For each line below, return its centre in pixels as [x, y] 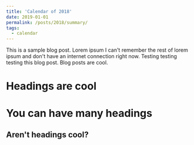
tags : [13, 28]
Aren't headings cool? [48, 135]
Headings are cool [51, 86]
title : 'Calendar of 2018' [39, 11]
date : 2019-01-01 [27, 17]
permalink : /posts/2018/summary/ [47, 22]
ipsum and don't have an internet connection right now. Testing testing [92, 56]
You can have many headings [79, 113]
